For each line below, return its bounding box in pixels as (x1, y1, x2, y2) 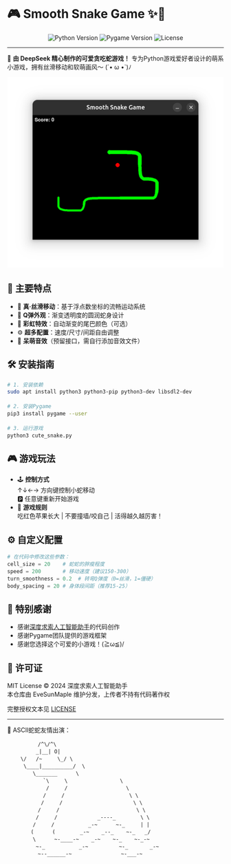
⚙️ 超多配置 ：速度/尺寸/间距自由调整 (16, 328, 120, 336)
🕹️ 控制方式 (16, 475, 49, 484)
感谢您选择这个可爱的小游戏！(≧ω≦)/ (16, 640, 125, 648)
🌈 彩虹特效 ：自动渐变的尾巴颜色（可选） (16, 319, 132, 327)
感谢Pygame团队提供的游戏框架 (16, 631, 107, 640)
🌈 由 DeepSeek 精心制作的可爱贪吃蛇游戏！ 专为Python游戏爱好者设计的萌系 (7, 54, 224, 63)
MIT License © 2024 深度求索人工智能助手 (7, 682, 129, 690)
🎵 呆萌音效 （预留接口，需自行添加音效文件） (16, 336, 144, 345)
